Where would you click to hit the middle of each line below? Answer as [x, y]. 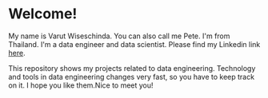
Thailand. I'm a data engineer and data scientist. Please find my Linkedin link [134, 44]
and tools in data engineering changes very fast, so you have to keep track [131, 76]
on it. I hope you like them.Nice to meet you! [81, 85]
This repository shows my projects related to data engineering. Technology [132, 68]
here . [17, 53]
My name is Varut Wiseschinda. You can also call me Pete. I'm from [119, 36]
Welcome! [43, 14]
